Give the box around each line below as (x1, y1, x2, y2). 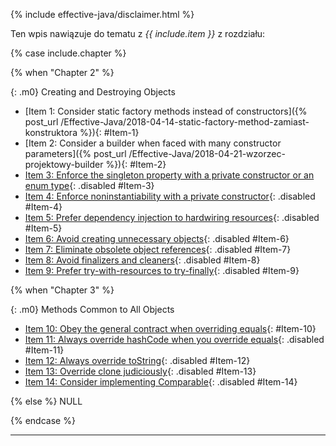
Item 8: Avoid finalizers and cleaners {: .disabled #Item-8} (24, 254, 261, 266)
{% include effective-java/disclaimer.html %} (10, 9, 195, 20)
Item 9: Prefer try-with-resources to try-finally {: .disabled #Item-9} (24, 265, 300, 276)
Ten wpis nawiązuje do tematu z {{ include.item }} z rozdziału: (10, 28, 266, 39)
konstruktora (24, 127, 78, 138)
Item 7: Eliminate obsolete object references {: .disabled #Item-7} (24, 244, 292, 255)
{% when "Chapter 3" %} (10, 284, 115, 296)
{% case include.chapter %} (10, 47, 127, 59)
